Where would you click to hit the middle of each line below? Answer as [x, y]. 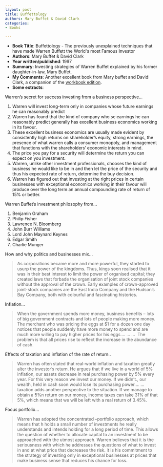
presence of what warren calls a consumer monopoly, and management [84, 143]
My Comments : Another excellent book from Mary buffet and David [80, 77]
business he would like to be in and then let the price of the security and [85, 169]
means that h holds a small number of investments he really [77, 424]
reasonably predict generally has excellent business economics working [85, 122]
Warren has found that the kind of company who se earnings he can [81, 117]
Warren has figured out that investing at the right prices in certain [78, 179]
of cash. [25, 345]
